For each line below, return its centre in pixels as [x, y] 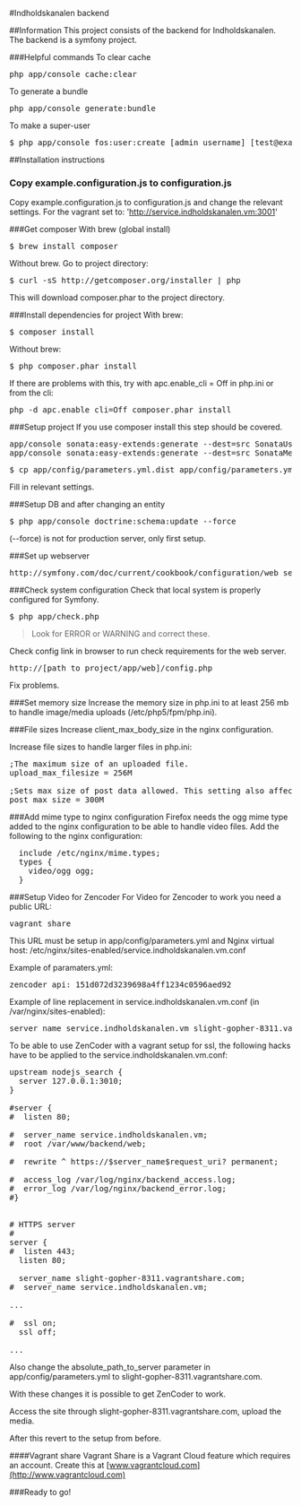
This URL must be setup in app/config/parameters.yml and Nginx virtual [142, 941]
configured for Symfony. [54, 600]
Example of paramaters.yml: [61, 968]
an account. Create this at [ [60, 1466]
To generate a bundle [49, 91]
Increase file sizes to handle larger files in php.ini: [101, 747]
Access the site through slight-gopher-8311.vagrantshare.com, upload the [146, 1412]
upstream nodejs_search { [66, 1072]
